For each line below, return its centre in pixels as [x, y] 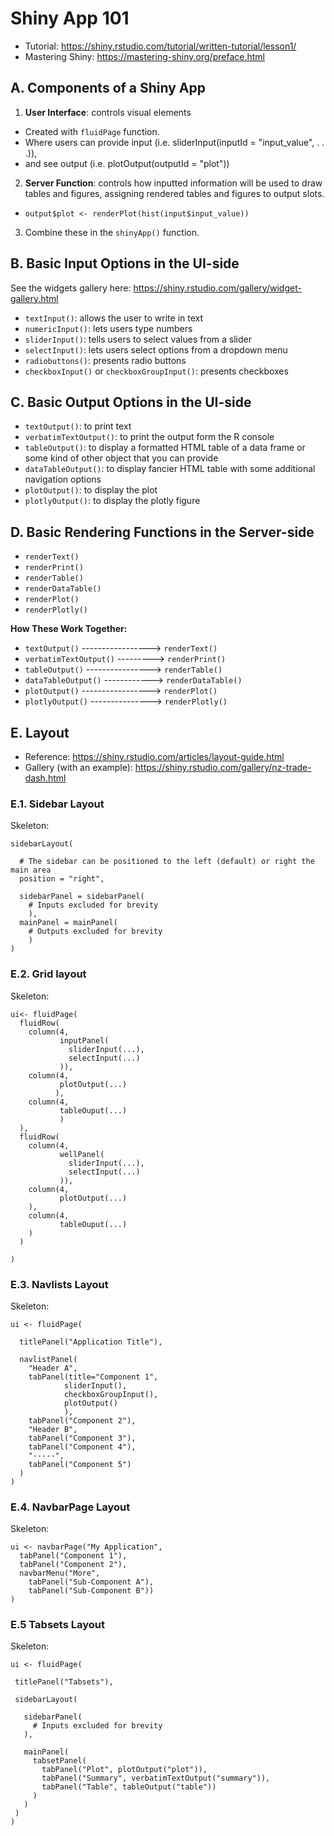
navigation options [63, 479]
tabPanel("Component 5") [80, 1464]
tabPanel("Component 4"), [82, 1447]
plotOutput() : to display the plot [91, 490]
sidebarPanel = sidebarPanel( [82, 897]
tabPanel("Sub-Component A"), [91, 1582]
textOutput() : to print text [78, 426]
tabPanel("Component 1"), [73, 1556]
